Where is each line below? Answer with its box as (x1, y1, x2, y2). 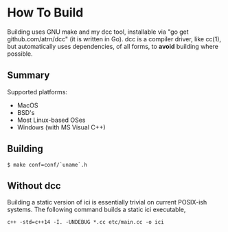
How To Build (7, 5, 84, 21)
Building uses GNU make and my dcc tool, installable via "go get (7, 28, 189, 36)
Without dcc (7, 180, 61, 191)
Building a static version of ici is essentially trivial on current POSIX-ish (7, 198, 207, 207)
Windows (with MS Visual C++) (16, 123, 106, 131)
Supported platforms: (7, 87, 67, 96)
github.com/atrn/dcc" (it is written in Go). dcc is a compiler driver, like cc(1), (7, 34, 222, 43)
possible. (7, 50, 33, 58)
